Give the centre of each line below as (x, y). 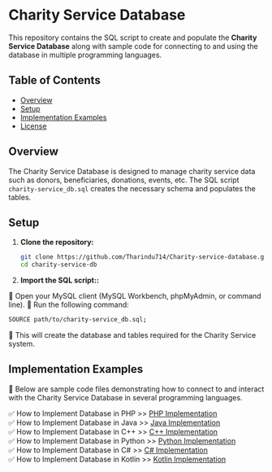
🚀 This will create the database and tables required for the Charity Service (132, 335)
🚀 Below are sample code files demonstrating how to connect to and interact (136, 389)
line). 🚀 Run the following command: (69, 305)
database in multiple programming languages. (85, 55)
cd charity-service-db (58, 265)
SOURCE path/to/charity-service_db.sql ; (78, 320)
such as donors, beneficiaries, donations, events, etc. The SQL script (124, 180)
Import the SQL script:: (60, 280)
